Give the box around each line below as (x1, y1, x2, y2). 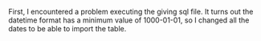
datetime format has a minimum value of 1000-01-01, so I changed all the (8, 15, 250, 25)
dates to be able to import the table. (8, 24, 127, 33)
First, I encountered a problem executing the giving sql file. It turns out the (8, 7, 254, 16)
